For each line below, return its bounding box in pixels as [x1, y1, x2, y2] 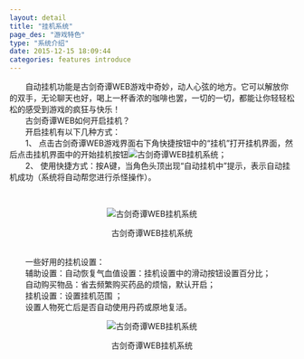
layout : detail [9, 13, 67, 23]
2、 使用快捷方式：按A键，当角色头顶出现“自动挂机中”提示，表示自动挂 [24, 160, 291, 171]
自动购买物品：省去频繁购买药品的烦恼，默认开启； [24, 279, 215, 289]
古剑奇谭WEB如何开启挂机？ [24, 115, 131, 126]
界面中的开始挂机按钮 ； [48, 149, 227, 159]
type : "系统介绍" [9, 38, 70, 48]
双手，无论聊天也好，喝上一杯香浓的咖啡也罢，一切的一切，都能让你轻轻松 [16, 92, 295, 103]
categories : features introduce [9, 55, 131, 64]
